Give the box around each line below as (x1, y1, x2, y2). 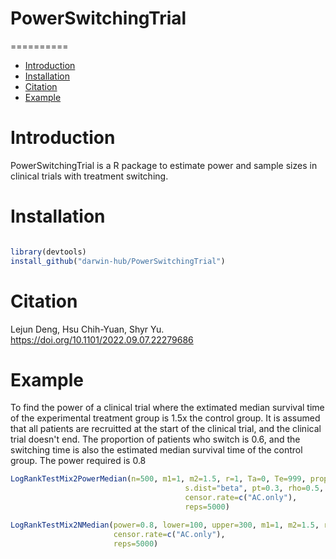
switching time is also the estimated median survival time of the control (10, 444, 303, 456)
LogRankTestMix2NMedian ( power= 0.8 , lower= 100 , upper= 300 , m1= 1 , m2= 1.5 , (10, 520, 320, 530)
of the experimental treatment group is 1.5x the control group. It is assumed (10, 412, 321, 424)
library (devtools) (10, 247, 87, 257)
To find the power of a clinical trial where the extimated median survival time (10, 402, 325, 414)
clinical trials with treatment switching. (10, 170, 169, 182)
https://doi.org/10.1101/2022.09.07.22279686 (10, 333, 194, 346)
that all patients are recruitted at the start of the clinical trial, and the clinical (10, 423, 322, 435)
